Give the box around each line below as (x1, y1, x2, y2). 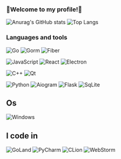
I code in (6, 131, 38, 141)
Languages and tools (6, 34, 68, 42)
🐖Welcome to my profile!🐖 (6, 5, 83, 14)
